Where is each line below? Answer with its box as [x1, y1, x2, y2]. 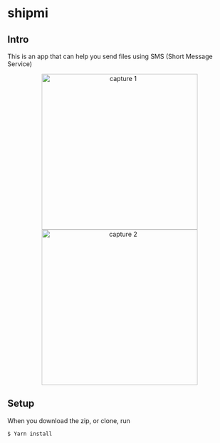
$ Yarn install [7, 430, 53, 437]
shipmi [7, 5, 48, 21]
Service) [7, 60, 33, 68]
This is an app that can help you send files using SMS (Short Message [7, 52, 213, 60]
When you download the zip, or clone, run [7, 416, 130, 425]
